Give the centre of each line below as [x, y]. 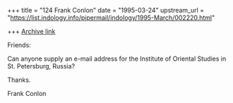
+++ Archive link [31, 31]
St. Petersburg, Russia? [41, 66]
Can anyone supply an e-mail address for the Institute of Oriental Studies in [117, 59]
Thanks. [19, 80]
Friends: [19, 45]
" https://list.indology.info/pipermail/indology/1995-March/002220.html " [111, 18]
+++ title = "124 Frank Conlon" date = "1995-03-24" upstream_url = [106, 10]
